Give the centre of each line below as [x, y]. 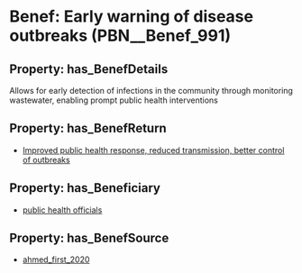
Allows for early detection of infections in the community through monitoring [151, 91]
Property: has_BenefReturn [88, 128]
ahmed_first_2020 [56, 259]
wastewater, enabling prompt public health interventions [114, 100]
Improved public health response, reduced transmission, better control [153, 150]
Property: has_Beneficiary [85, 188]
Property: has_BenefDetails [89, 69]
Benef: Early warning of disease [132, 17]
